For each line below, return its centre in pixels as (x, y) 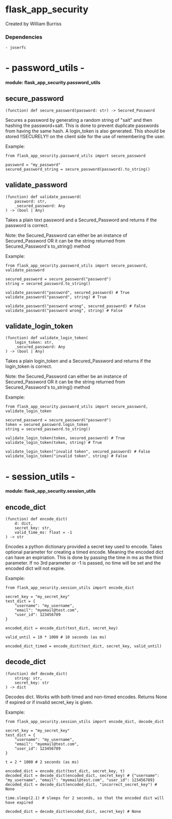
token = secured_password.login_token (47, 425)
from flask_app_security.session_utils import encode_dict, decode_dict (85, 721)
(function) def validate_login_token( (47, 338)
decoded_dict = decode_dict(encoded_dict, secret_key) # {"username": (82, 775)
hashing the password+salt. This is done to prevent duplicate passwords (82, 125)
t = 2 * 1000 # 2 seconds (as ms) (42, 762)
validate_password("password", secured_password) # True (68, 292)
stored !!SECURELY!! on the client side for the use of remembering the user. (85, 136)
